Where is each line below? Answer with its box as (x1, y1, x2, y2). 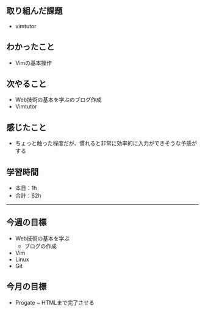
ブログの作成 (24, 242, 57, 250)
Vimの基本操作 (15, 59, 52, 66)
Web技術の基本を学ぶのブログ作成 (15, 96, 102, 103)
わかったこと (6, 42, 55, 52)
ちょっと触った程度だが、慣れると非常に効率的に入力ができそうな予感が (15, 139, 197, 147)
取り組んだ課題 (6, 6, 63, 17)
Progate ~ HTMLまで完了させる (15, 299, 95, 306)
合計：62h (15, 192, 41, 199)
